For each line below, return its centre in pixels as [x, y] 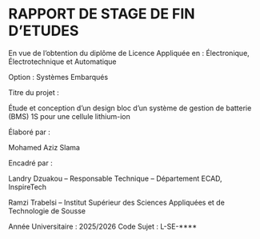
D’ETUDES [44, 31]
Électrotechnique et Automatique [63, 62]
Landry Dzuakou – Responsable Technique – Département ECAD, [115, 178]
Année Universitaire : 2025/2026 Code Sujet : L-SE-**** [103, 226]
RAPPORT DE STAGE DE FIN [102, 14]
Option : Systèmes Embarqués [58, 77]
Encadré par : [31, 163]
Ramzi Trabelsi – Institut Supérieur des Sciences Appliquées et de [117, 202]
